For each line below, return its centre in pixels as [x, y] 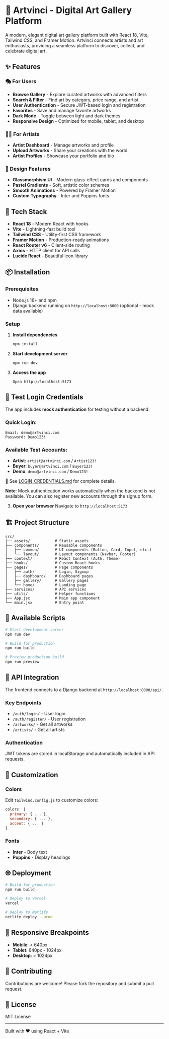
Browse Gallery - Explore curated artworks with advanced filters [79, 94]
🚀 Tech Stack [26, 212]
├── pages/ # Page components [49, 567]
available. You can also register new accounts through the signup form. [79, 496]
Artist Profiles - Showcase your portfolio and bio [63, 156]
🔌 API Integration [32, 677]
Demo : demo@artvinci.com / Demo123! [50, 471]
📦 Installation [28, 272]
